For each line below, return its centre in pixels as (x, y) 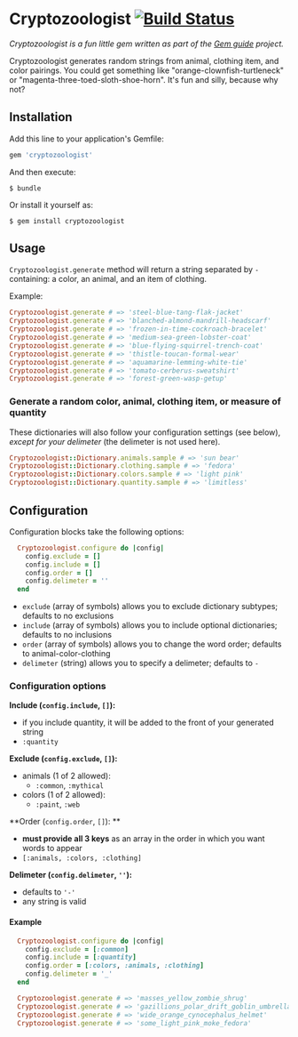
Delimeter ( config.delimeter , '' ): (71, 875)
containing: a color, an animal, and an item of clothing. (108, 279)
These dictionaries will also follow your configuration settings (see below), (145, 432)
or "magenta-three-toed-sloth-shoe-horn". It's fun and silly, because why (144, 79)
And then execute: (43, 172)
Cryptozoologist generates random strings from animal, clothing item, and (144, 60)
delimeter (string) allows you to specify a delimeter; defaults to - (140, 663)
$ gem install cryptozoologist (67, 221)
